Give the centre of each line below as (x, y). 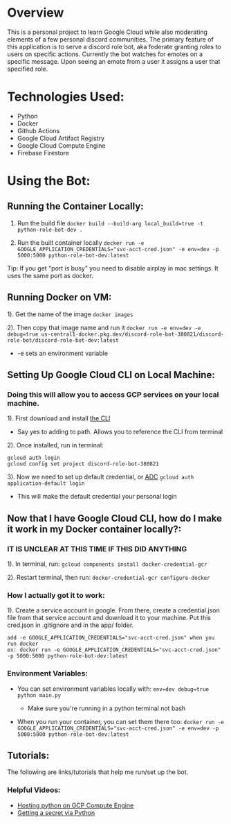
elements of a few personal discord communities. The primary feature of (111, 39)
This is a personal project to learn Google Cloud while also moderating (107, 32)
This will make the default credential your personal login (97, 497)
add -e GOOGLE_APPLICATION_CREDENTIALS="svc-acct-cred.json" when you (111, 638)
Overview (36, 13)
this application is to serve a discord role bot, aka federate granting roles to (114, 46)
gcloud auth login (34, 458)
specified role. (28, 69)
